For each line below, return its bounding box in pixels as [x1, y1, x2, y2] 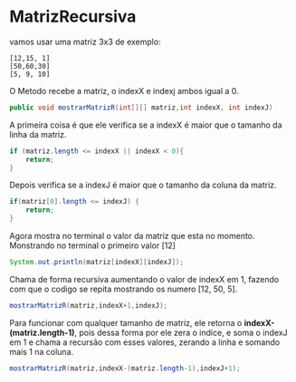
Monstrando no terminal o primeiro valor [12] [9, 240, 177, 251]
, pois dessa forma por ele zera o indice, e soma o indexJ [74, 327, 288, 338]
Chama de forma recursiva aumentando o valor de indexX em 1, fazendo [9, 273, 280, 284]
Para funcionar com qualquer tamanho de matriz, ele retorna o [9, 317, 243, 328]
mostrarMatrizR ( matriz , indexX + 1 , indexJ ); [9, 301, 168, 310]
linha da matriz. [9, 129, 67, 139]
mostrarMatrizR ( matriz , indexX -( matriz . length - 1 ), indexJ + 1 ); [9, 364, 242, 373]
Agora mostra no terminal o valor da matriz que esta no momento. [9, 231, 255, 242]
